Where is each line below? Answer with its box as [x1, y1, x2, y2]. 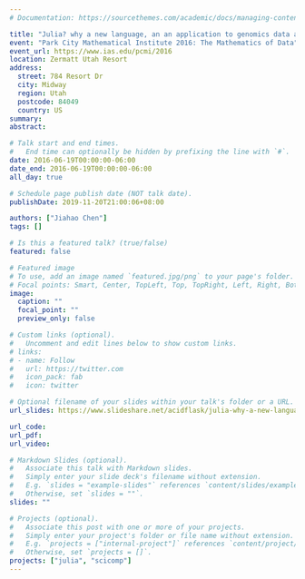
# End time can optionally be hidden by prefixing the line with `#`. [9, 147, 290, 157]
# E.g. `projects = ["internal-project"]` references [9, 539, 225, 549]
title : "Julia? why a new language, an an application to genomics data [9, 29, 290, 39]
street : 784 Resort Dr [17, 72, 103, 82]
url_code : [9, 422, 47, 431]
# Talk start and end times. [9, 139, 120, 148]
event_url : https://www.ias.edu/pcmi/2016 [9, 46, 172, 55]
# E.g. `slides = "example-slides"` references [9, 481, 202, 490]
